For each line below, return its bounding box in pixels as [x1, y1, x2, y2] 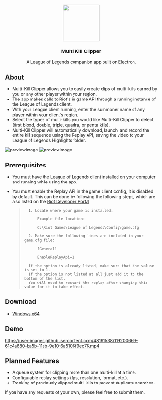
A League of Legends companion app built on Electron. [26, 59, 136, 65]
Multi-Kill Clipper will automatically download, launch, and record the [12, 127, 149, 133]
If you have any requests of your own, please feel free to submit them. [5, 389, 145, 395]
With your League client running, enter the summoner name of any [12, 107, 145, 113]
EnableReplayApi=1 [37, 255, 74, 260]
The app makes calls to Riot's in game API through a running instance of [12, 96, 156, 102]
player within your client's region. [12, 112, 79, 117]
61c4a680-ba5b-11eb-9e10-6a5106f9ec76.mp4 [5, 343, 100, 349]
